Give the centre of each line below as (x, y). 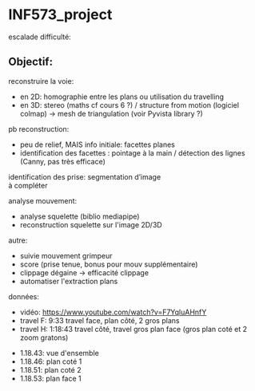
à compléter (28, 185)
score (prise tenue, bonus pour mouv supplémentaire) (109, 264)
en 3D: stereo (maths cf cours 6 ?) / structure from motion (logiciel (129, 105)
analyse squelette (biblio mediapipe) (80, 216)
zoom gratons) (44, 338)
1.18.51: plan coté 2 (50, 369)
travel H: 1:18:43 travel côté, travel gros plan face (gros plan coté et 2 (133, 329)
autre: (18, 240)
